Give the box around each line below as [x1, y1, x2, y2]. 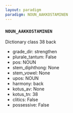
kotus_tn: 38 [12, 91, 38, 97]
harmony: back [12, 80, 44, 86]
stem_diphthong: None [12, 64, 59, 70]
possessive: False [12, 101, 49, 108]
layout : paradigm [5, 7, 41, 13]
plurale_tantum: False [12, 54, 56, 60]
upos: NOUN [12, 75, 39, 81]
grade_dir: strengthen [12, 48, 57, 54]
